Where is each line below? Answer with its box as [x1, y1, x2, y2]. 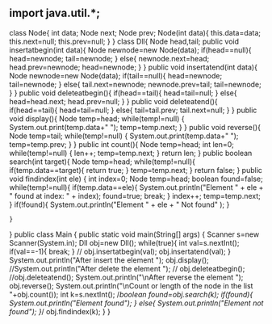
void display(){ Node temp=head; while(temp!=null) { [9, 113, 185, 124]
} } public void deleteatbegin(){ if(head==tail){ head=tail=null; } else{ [9, 88, 237, 98]
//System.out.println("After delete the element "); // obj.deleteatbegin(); [9, 263, 245, 273]
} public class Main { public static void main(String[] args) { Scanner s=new [9, 229, 260, 239]
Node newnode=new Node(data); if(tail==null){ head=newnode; [9, 70, 223, 80]
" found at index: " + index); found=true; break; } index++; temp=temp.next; [9, 191, 262, 200]
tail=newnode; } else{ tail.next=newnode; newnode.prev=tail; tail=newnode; [9, 79, 262, 89]
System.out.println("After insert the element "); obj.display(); [9, 255, 209, 265]
